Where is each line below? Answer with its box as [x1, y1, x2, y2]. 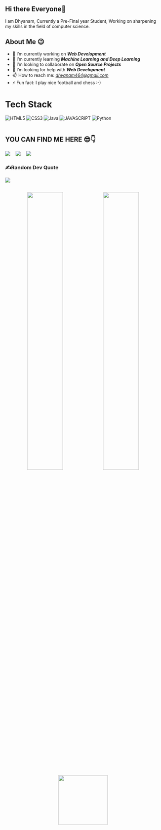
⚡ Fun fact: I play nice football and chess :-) [12, 80, 101, 86]
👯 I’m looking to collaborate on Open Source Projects [12, 61, 121, 67]
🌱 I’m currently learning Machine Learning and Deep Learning [12, 56, 141, 62]
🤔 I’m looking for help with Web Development [12, 66, 105, 72]
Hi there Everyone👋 [5, 5, 66, 13]
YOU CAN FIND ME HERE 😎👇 [5, 135, 96, 143]
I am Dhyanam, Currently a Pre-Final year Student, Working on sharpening [5, 18, 157, 24]
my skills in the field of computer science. [5, 23, 90, 29]
